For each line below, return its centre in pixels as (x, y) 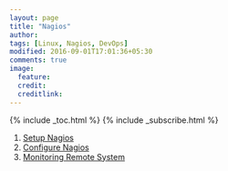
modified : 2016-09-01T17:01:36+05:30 (81, 52)
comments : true (38, 60)
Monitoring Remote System (74, 156)
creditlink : (41, 94)
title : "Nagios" (40, 26)
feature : (34, 77)
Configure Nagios (56, 147)
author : (24, 35)
